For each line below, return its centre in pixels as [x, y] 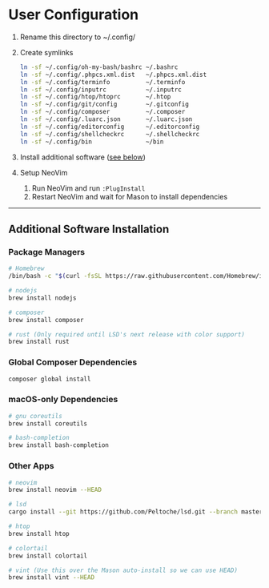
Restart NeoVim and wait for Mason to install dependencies [130, 196]
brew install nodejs [43, 298]
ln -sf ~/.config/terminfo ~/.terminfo [102, 82]
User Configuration [74, 15]
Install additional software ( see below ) [82, 157]
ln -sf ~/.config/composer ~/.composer [102, 112]
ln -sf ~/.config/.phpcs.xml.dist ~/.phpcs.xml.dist [113, 75]
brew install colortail [48, 556]
